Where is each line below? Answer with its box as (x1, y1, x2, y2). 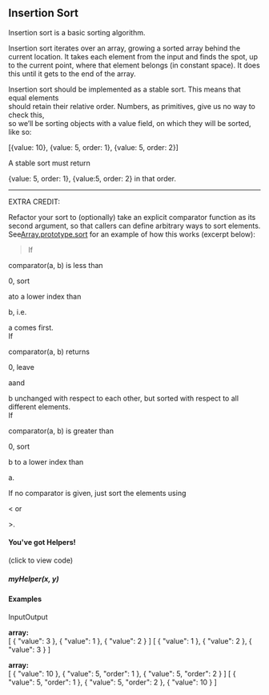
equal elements (8, 92, 59, 103)
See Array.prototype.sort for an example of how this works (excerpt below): (8, 229, 256, 239)
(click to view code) (8, 555, 74, 565)
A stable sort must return (8, 158, 90, 168)
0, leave (8, 362, 34, 372)
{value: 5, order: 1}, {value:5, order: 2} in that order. (8, 173, 177, 183)
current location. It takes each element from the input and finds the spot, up (8, 51, 259, 61)
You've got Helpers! (8, 538, 76, 547)
